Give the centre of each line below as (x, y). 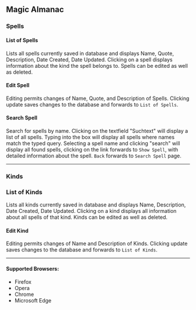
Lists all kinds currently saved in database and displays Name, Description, (96, 205)
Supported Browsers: (33, 268)
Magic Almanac (35, 10)
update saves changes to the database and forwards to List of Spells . (92, 104)
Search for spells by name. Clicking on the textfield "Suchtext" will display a (97, 130)
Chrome (24, 294)
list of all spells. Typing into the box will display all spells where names (90, 137)
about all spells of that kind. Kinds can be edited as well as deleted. (87, 217)
